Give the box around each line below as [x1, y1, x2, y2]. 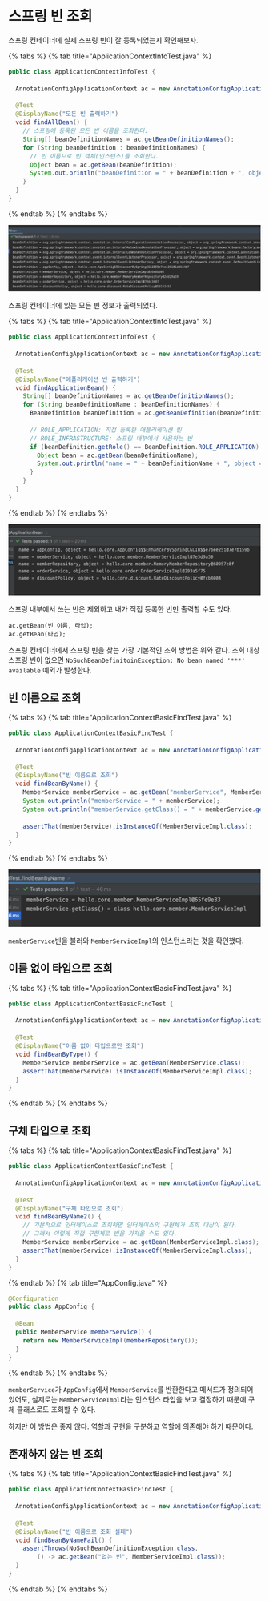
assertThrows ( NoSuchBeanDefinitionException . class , [22, 1544, 199, 1553]
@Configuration [8, 1294, 59, 1302]
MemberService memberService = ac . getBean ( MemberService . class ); [22, 1058, 246, 1067]
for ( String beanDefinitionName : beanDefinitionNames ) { [22, 401, 220, 409]
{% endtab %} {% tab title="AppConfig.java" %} [8, 1278, 167, 1287]
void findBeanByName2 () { [15, 1213, 102, 1221]
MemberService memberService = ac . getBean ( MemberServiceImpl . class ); [22, 1238, 260, 1246]
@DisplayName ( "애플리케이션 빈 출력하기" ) [15, 375, 141, 383]
